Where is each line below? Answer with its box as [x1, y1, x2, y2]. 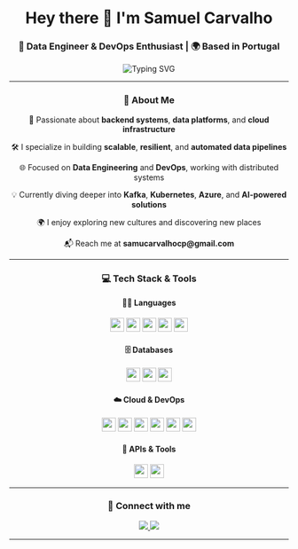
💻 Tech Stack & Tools [101, 272, 197, 285]
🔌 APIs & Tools [122, 443, 176, 454]
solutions [131, 199, 167, 209]
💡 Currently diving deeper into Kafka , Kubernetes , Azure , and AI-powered [11, 189, 287, 200]
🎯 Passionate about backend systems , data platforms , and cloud [28, 114, 270, 125]
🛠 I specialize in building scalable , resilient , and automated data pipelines [11, 141, 287, 152]
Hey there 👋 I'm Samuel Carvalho [25, 8, 273, 28]
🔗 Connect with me [107, 500, 191, 513]
